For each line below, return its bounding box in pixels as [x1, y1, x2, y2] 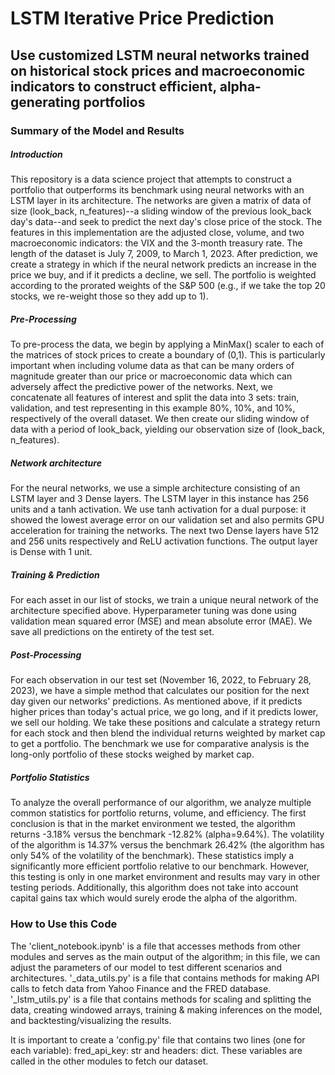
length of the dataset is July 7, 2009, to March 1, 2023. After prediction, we [10, 248, 318, 260]
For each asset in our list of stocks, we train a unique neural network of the [10, 594, 319, 606]
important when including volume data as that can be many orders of [10, 360, 295, 372]
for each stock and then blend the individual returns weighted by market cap [10, 727, 326, 739]
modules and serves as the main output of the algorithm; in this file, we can [10, 950, 321, 962]
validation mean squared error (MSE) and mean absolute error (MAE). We [10, 615, 313, 627]
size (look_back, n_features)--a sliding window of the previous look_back [10, 205, 312, 217]
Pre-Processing [10, 313, 77, 326]
